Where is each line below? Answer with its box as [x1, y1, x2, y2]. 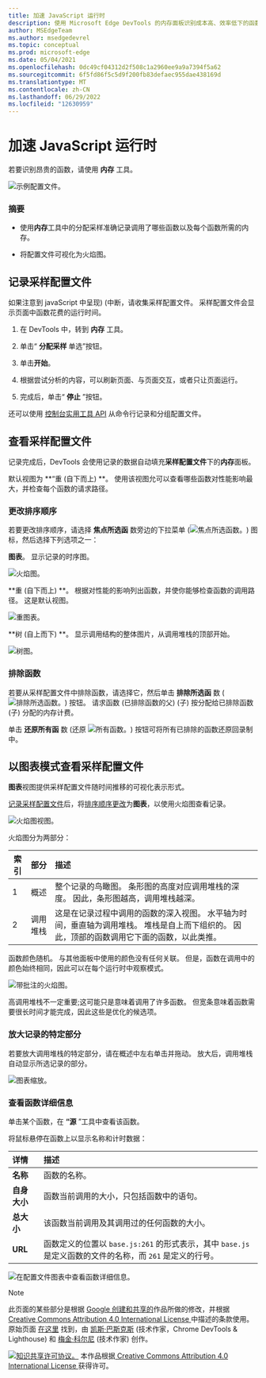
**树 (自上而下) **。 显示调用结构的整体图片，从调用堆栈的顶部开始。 [8, 629, 235, 639]
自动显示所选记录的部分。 [8, 1058, 92, 1068]
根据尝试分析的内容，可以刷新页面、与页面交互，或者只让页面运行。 [19, 375, 242, 385]
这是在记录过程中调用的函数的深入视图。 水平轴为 [55, 908, 240, 919]
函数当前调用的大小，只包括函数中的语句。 [43, 1191, 203, 1202]
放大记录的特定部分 [8, 1029, 82, 1040]
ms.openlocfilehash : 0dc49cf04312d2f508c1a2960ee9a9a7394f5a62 [8, 64, 222, 71]
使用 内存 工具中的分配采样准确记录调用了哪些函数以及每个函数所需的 [19, 223, 242, 233]
